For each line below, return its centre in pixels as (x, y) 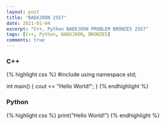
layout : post (23, 12)
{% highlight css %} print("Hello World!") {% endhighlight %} (83, 115)
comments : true (26, 40)
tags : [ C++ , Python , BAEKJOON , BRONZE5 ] (59, 35)
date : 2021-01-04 (28, 23)
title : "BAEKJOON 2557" (37, 18)
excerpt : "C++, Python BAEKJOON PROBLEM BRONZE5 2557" (78, 29)
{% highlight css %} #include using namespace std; (71, 75)
